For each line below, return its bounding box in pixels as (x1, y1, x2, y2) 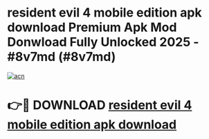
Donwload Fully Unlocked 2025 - (7, 35, 199, 50)
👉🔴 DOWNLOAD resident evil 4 (7, 98, 192, 113)
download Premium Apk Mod (7, 19, 177, 35)
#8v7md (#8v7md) (7, 49, 116, 65)
